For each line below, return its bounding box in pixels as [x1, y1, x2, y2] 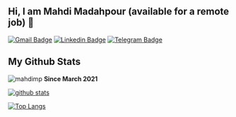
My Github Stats [8, 56, 81, 68]
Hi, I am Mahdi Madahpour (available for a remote [8, 6, 230, 18]
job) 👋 [8, 17, 35, 29]
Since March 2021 [44, 74, 98, 83]
